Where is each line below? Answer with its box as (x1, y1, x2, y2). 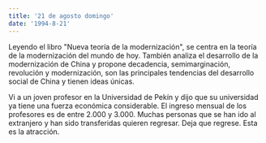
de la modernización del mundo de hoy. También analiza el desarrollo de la (8, 50, 259, 60)
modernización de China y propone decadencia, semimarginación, (8, 58, 231, 69)
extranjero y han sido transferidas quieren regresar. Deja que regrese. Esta (8, 118, 258, 128)
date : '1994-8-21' (8, 19, 71, 28)
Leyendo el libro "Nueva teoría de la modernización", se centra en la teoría (8, 41, 257, 51)
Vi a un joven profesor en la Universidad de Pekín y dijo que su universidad (8, 92, 259, 102)
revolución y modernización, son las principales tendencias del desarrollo (8, 67, 255, 77)
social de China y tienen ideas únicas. (8, 76, 135, 86)
